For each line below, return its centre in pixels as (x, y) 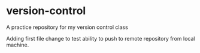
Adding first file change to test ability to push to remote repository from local (101, 38)
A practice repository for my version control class (67, 27)
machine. (18, 45)
